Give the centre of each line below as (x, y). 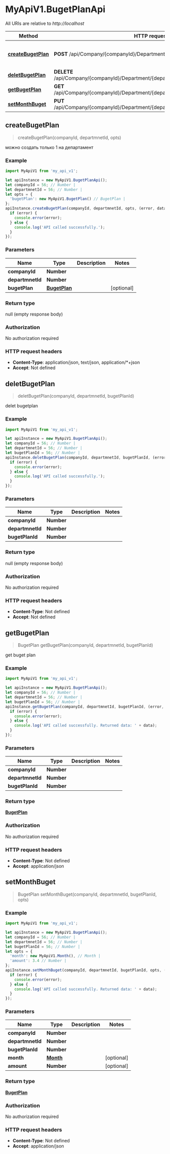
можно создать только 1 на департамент (49, 147)
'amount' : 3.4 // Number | (38, 961)
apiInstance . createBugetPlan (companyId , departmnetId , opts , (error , (80, 208)
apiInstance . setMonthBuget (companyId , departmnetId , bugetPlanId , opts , (83, 970)
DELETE (63, 72)
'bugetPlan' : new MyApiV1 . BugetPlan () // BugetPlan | (68, 199)
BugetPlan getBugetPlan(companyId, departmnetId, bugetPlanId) (85, 645)
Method (28, 36)
